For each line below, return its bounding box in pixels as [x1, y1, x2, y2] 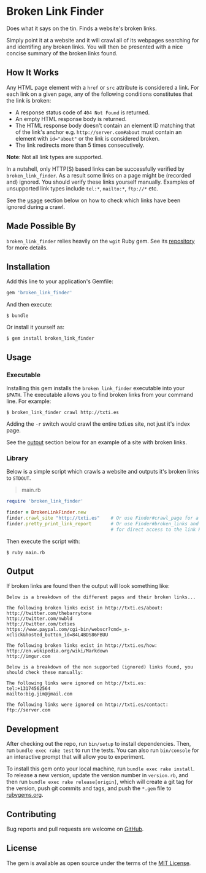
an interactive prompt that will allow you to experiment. [6, 753, 145, 761]
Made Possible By [6, 221, 76, 232]
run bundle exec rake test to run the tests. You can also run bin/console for [6, 746, 199, 754]
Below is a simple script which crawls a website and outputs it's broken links [6, 468, 199, 476]
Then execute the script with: [6, 538, 80, 545]
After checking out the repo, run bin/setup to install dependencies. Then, [6, 740, 191, 748]
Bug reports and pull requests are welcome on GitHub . [6, 825, 144, 833]
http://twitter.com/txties [6, 621, 75, 627]
